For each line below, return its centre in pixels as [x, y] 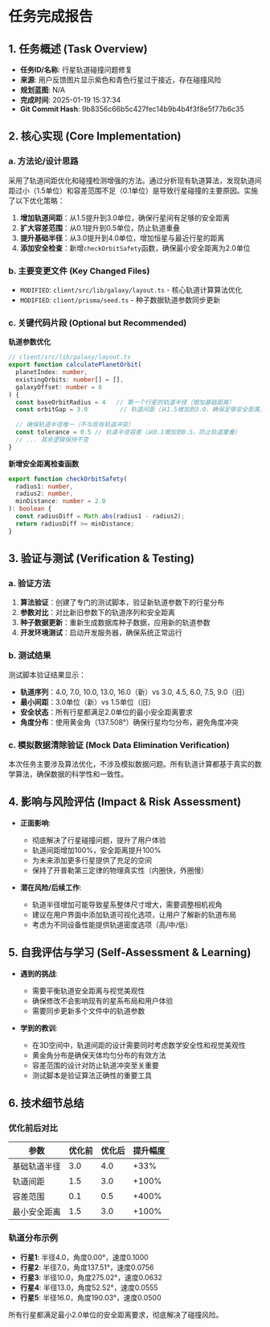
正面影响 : [35, 822]
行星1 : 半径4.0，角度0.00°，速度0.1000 [84, 1257]
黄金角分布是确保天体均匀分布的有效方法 [99, 1055]
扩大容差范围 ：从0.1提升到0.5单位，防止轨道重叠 [100, 227]
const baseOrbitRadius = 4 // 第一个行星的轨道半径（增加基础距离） [125, 402]
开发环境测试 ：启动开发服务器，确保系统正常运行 [101, 633]
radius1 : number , [45, 486]
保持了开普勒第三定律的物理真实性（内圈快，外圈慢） [120, 870]
